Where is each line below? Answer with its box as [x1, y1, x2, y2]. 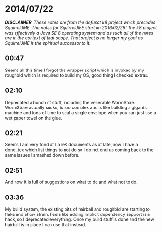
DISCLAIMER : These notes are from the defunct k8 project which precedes [5, 19, 156, 25]
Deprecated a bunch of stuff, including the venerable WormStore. [5, 99, 136, 105]
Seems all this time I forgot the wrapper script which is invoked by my [5, 67, 144, 73]
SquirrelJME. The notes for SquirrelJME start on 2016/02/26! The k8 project [5, 24, 157, 30]
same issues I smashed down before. [5, 152, 80, 158]
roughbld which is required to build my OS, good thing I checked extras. [5, 72, 149, 78]
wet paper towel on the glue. [5, 115, 62, 121]
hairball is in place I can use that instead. [5, 222, 86, 227]
